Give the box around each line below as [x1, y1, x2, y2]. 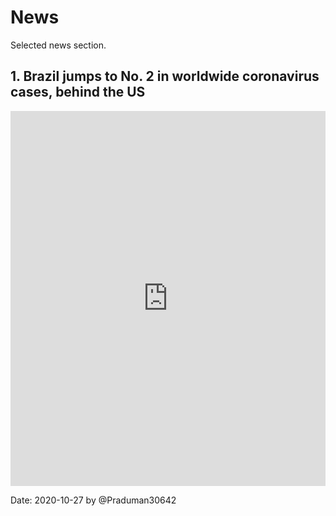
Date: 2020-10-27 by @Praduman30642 [10, 494, 177, 506]
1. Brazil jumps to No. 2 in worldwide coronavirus [10, 68, 320, 85]
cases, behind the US [10, 84, 146, 101]
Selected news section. [10, 39, 107, 51]
